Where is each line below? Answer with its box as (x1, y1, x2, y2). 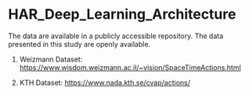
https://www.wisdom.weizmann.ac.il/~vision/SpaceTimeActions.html (19, 62, 241, 72)
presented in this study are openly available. (8, 39, 151, 48)
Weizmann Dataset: (19, 55, 83, 64)
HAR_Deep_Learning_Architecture (8, 5, 236, 23)
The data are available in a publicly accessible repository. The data (8, 31, 224, 40)
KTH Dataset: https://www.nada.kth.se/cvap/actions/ (19, 78, 190, 87)
